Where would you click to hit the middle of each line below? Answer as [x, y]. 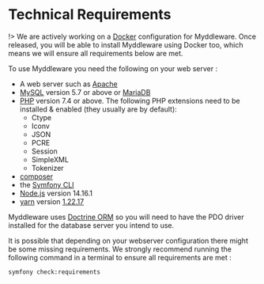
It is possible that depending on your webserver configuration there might [128, 240]
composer [36, 176]
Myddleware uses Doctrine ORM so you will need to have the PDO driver [126, 217]
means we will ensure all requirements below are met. [96, 53]
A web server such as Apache [69, 84]
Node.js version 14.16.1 [56, 193]
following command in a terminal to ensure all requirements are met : [120, 257]
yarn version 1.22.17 [52, 201]
